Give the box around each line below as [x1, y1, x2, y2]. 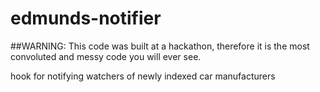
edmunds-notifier [10, 7, 162, 30]
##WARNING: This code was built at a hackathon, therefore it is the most [10, 40, 310, 52]
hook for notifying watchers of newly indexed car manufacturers [10, 70, 276, 82]
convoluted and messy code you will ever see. [10, 50, 202, 62]
